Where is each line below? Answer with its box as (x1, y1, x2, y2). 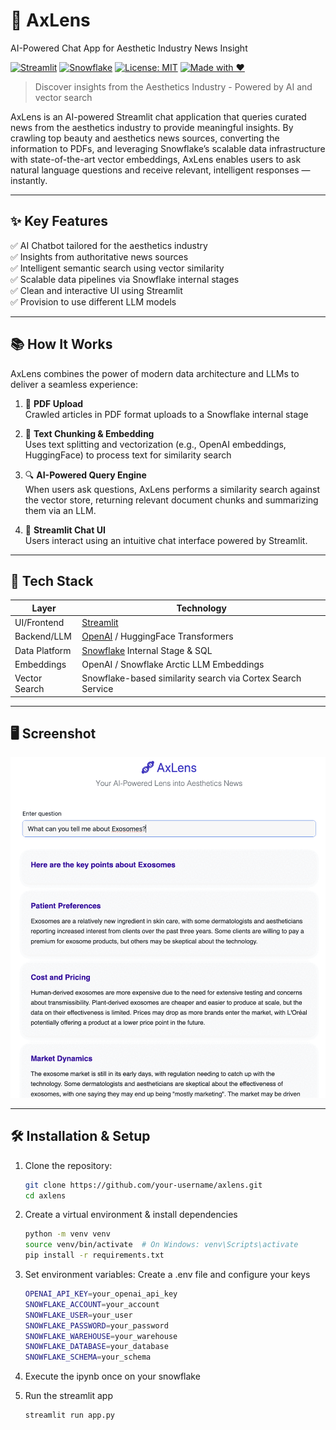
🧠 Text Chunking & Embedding (24, 427, 155, 439)
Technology (176, 602, 227, 614)
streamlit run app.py (24, 1410, 115, 1421)
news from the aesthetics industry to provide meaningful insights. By (10, 121, 294, 133)
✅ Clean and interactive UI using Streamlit (10, 284, 183, 296)
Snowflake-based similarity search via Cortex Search (81, 672, 302, 684)
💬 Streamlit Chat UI (24, 524, 106, 536)
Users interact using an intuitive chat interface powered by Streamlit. (24, 534, 308, 546)
